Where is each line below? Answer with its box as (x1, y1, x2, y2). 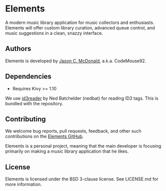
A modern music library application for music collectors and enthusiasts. (5, 19, 154, 25)
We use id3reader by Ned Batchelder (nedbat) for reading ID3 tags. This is (5, 95, 158, 101)
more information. (5, 182, 42, 188)
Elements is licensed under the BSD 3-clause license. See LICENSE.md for (5, 176, 158, 182)
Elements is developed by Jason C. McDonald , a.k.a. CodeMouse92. (5, 58, 146, 64)
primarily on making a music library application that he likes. (5, 148, 129, 155)
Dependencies (5, 72, 51, 81)
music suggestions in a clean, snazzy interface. (5, 30, 103, 36)
